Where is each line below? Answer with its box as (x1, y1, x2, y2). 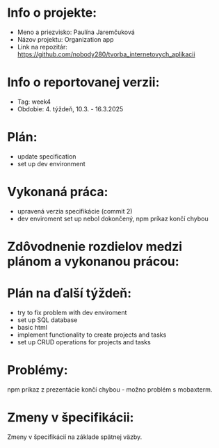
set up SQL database (17, 315, 78, 324)
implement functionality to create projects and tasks (17, 330, 167, 339)
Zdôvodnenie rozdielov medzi (7, 239, 183, 255)
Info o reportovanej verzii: (7, 74, 160, 90)
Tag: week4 (17, 97, 51, 106)
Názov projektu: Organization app (17, 35, 114, 43)
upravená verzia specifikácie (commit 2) (17, 207, 133, 215)
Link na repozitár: (17, 42, 67, 51)
